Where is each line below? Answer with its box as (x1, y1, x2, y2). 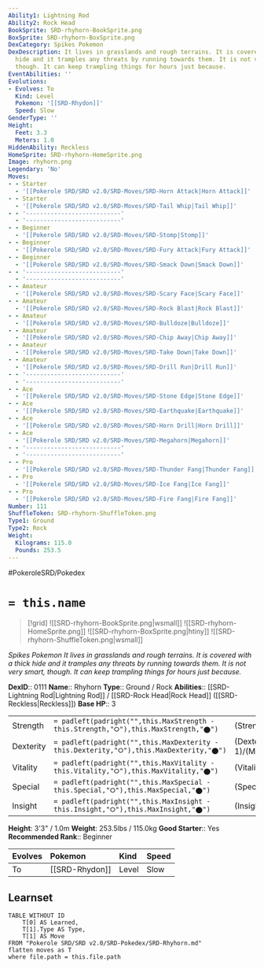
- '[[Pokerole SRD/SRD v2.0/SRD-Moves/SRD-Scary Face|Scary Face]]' (15, 290, 244, 298)
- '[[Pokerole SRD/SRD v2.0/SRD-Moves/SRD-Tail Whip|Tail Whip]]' (15, 202, 237, 210)
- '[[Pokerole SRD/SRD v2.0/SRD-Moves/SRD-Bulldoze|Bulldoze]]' (15, 319, 230, 327)
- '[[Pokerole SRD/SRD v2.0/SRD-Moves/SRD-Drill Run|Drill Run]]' (15, 363, 237, 371)
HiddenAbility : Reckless (8, 143, 90, 151)
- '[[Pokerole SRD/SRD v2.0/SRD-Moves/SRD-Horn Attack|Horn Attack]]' (15, 187, 251, 195)
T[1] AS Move (22, 933, 65, 941)
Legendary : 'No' (8, 165, 61, 173)
